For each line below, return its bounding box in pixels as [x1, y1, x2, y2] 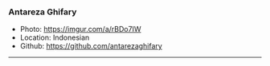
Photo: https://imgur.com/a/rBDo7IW [19, 25, 141, 34]
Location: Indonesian [19, 33, 90, 42]
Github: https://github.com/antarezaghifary [19, 41, 162, 51]
